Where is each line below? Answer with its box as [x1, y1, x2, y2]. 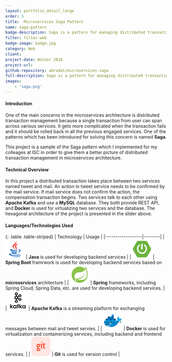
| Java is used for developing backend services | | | [25, 254, 155, 260]
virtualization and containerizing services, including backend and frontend [5, 331, 162, 337]
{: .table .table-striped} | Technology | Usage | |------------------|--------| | [5, 234, 165, 240]
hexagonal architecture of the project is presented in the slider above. [5, 211, 153, 217]
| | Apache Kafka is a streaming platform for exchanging [5, 306, 145, 312]
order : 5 [5, 13, 24, 19]
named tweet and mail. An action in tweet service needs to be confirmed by [5, 183, 165, 189]
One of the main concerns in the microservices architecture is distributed [5, 112, 160, 118]
